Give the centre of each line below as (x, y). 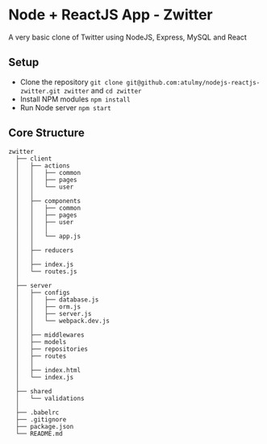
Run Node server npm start (65, 107)
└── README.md (39, 434)
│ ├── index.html (48, 370)
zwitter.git (40, 91)
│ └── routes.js (47, 272)
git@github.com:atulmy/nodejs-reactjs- (193, 82)
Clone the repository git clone (71, 81)
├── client (34, 159)
